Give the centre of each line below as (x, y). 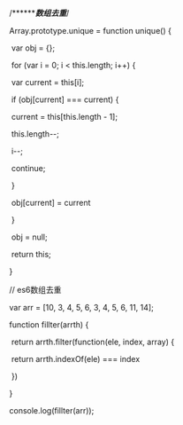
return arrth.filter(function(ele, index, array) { (93, 342)
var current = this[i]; (48, 82)
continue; (28, 168)
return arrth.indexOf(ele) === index (76, 359)
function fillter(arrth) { (49, 325)
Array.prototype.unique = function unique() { (91, 31)
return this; (31, 254)
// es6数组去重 (35, 290)
